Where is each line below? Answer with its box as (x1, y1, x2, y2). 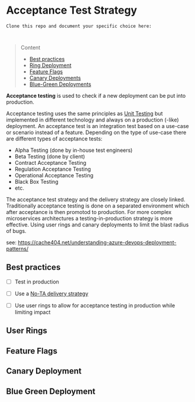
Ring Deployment (29, 62, 72, 69)
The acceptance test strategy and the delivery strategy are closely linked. (6, 196, 186, 203)
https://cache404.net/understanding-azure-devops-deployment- (17, 238, 177, 246)
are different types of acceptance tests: (6, 135, 103, 142)
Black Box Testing (14, 178, 58, 185)
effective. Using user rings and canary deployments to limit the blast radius (6, 221, 189, 228)
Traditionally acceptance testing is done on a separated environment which (6, 202, 190, 209)
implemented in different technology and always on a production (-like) (6, 116, 179, 123)
